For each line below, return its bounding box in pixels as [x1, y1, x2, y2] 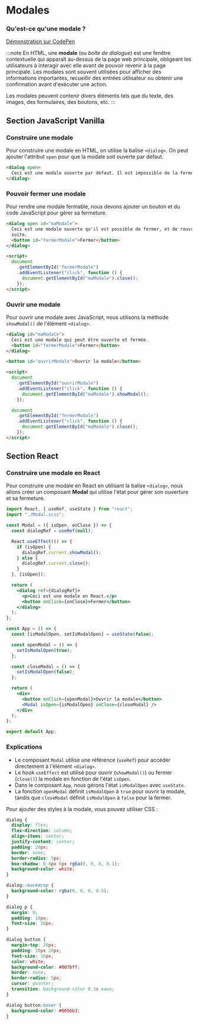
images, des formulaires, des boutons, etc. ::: [6, 99, 116, 106]
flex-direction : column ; [11, 828, 72, 834]
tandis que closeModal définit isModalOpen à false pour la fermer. [14, 794, 172, 801]
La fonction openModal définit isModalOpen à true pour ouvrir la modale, [14, 788, 186, 795]
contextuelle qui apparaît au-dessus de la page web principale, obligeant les [6, 56, 192, 63]
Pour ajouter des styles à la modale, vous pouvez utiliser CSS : [6, 805, 158, 812]
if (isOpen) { [16, 544, 51, 550]
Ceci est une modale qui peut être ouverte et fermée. [11, 337, 149, 343]
